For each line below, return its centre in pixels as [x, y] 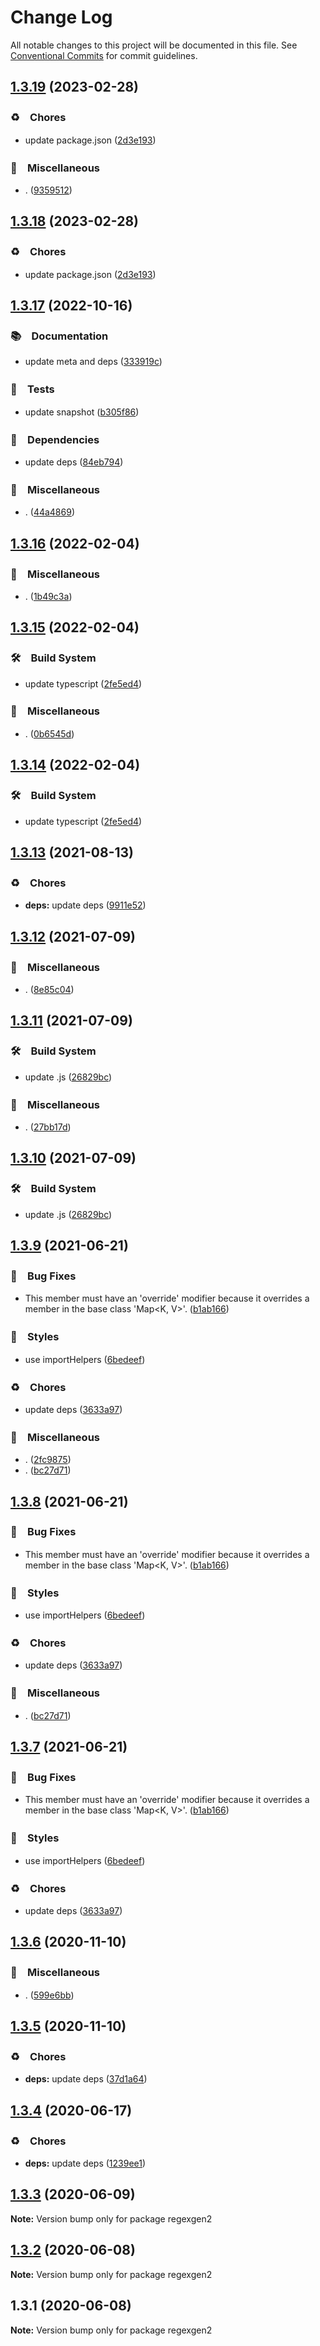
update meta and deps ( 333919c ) [93, 362]
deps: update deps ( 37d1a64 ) [86, 2079]
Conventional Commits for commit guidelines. [104, 55]
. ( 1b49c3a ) [48, 596]
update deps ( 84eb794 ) [74, 462]
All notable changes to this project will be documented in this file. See [154, 45]
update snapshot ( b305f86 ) [82, 412]
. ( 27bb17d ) [48, 1127]
